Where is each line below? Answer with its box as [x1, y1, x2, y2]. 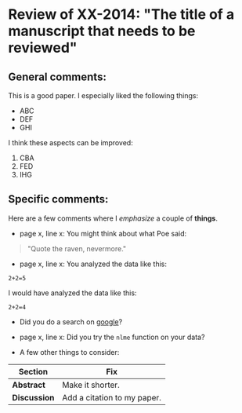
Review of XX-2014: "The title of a [8, 5, 235, 24]
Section [18, 366, 49, 377]
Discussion [12, 392, 55, 403]
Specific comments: [8, 192, 109, 206]
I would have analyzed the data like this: [8, 288, 137, 298]
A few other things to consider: [19, 347, 120, 356]
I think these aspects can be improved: [8, 138, 133, 147]
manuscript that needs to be [8, 22, 196, 40]
